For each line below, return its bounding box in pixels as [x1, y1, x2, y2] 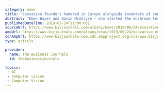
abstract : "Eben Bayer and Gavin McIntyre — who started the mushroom [5, 16, 151, 21]
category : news [5, 7, 36, 12]
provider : [5, 47, 25, 52]
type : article [5, 39, 34, 44]
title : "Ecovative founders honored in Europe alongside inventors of [5, 12, 151, 16]
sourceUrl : [5, 25, 27, 30]
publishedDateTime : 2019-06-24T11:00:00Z [5, 20, 90, 26]
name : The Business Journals [9, 52, 68, 57]
